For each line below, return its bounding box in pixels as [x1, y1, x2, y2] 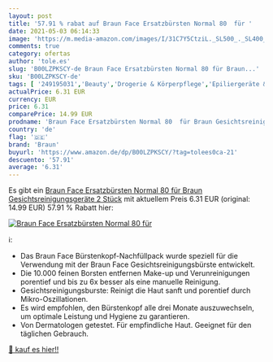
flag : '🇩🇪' [8, 133, 49, 141]
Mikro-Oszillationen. [19, 294, 89, 304]
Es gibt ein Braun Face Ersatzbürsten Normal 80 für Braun [8, 185, 203, 195]
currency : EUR [8, 95, 57, 103]
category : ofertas [8, 50, 71, 58]
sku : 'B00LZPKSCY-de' [8, 72, 82, 81]
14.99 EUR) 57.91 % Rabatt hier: [8, 203, 114, 212]
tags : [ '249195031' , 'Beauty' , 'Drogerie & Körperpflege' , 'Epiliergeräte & [8, 80, 267, 88]
